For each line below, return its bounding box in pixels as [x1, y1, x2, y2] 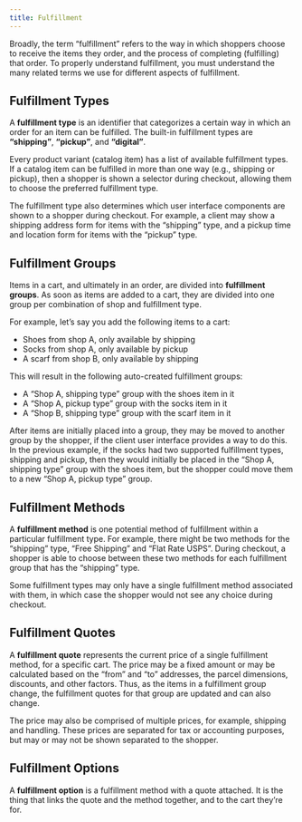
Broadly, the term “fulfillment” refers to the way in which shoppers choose [9, 38, 286, 49]
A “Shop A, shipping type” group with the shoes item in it [22, 389, 235, 400]
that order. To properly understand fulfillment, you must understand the [9, 57, 276, 68]
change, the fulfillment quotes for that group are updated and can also [9, 688, 271, 699]
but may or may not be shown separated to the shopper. [9, 734, 219, 745]
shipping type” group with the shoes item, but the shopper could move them [9, 464, 294, 475]
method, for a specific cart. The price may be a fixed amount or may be [9, 659, 276, 670]
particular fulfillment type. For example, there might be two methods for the [9, 534, 290, 545]
